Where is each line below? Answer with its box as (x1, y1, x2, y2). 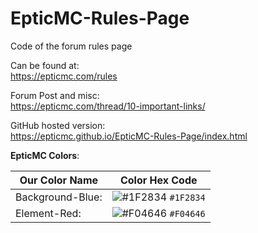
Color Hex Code (119, 173, 198, 187)
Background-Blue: (15, 190, 103, 204)
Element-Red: (15, 206, 82, 220)
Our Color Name (19, 173, 99, 187)
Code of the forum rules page (10, 40, 133, 52)
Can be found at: (10, 59, 80, 71)
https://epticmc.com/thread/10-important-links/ (10, 100, 206, 112)
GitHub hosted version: (10, 119, 106, 131)
